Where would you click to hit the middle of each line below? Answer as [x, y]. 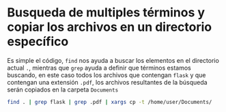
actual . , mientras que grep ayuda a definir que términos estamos [99, 68]
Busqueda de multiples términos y [106, 13]
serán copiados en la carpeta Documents [63, 89]
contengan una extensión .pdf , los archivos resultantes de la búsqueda [107, 82]
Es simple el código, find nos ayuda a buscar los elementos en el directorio [113, 60]
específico [38, 42]
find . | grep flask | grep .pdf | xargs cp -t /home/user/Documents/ [110, 102]
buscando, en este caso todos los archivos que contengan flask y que [107, 75]
